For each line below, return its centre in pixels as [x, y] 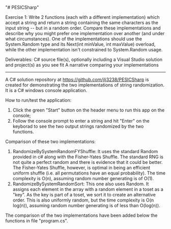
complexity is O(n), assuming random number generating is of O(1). [83, 178]
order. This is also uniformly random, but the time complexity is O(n [83, 200]
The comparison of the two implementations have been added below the [81, 215]
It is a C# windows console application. [46, 90]
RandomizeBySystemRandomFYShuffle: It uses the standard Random [85, 151]
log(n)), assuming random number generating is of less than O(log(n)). [86, 205]
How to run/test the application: [38, 100]
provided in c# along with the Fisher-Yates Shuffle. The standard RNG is [88, 157]
